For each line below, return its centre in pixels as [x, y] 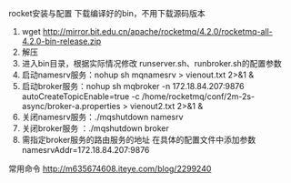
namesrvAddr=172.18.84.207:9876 [85, 150]
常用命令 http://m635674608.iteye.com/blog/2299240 [110, 168]
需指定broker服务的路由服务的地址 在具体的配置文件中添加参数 [139, 140]
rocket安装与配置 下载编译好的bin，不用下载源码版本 [107, 13]
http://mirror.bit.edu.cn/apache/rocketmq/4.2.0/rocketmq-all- [158, 31]
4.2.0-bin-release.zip [61, 41]
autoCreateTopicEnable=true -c [80, 97]
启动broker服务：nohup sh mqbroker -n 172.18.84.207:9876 [133, 86]
